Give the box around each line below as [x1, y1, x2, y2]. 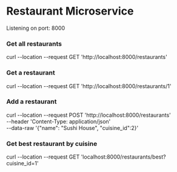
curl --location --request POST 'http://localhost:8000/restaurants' [6, 111, 172, 119]
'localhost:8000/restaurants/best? [81, 153, 166, 160]
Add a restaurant [6, 97, 57, 106]
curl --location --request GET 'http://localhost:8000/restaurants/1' [6, 82, 172, 89]
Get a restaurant [6, 69, 56, 77]
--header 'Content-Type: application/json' [6, 117, 111, 125]
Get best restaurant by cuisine [6, 139, 98, 148]
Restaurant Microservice [6, 4, 134, 18]
